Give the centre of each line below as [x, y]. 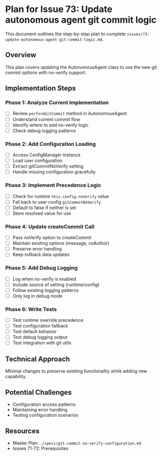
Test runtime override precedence [48, 320]
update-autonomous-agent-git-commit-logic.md [54, 39]
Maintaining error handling [40, 410]
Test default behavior [34, 332]
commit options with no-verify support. [46, 72]
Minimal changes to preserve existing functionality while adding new [76, 371]
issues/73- [138, 34]
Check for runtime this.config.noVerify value [61, 196]
